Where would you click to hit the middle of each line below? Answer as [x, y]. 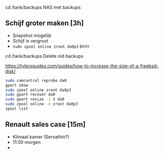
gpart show [17, 85]
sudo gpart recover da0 [30, 95]
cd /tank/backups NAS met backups [43, 7]
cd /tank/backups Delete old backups [44, 56]
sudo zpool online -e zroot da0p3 [42, 104]
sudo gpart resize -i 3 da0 [35, 99]
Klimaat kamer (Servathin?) [41, 137]
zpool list [17, 109]
